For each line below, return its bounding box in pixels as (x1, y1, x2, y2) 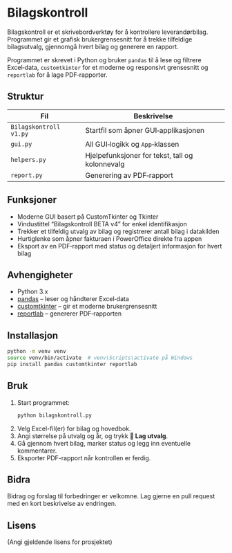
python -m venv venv (7, 348, 67, 355)
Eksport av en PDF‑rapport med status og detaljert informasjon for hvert (17, 242, 222, 250)
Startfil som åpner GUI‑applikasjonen (85, 125, 205, 135)
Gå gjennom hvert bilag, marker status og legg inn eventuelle (17, 439, 191, 447)
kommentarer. (17, 446, 57, 455)
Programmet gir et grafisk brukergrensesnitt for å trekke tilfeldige (7, 35, 193, 43)
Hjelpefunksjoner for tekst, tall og (85, 150, 193, 160)
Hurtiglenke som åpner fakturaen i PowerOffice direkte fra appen (17, 234, 202, 243)
